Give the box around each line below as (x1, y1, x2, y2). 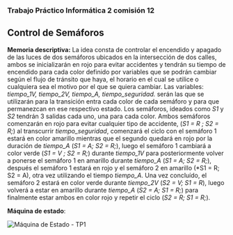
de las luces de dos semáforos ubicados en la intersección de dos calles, (7, 53, 217, 61)
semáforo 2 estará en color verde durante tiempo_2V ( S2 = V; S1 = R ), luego (7, 178, 225, 186)
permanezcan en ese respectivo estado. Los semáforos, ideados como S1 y (7, 104, 224, 113)
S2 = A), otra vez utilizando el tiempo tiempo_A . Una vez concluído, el (7, 171, 207, 179)
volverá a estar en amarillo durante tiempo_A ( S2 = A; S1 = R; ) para (7, 186, 199, 194)
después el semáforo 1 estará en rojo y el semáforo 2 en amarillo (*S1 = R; (7, 163, 220, 172)
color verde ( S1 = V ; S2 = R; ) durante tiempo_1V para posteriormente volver (7, 149, 224, 157)
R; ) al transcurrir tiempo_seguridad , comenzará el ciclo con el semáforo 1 (7, 127, 217, 135)
